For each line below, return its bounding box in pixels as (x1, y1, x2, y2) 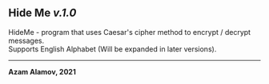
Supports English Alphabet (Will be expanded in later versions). (8, 44, 217, 54)
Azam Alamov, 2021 (8, 67, 76, 76)
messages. (8, 36, 45, 45)
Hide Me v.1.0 (8, 6, 77, 20)
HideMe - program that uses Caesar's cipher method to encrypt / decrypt (8, 27, 251, 36)
